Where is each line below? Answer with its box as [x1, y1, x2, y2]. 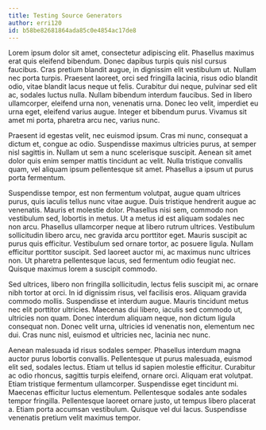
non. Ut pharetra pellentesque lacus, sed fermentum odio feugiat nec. [8, 255, 237, 266]
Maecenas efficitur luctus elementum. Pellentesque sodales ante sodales [8, 388, 248, 397]
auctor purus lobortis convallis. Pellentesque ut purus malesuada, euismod [8, 354, 253, 363]
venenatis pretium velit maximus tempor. [8, 413, 141, 423]
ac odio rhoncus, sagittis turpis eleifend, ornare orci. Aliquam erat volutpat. [8, 370, 253, 381]
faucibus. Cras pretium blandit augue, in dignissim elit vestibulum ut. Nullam [8, 65, 256, 75]
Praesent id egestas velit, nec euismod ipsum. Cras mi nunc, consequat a [8, 131, 249, 140]
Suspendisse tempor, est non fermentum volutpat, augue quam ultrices [8, 188, 241, 198]
